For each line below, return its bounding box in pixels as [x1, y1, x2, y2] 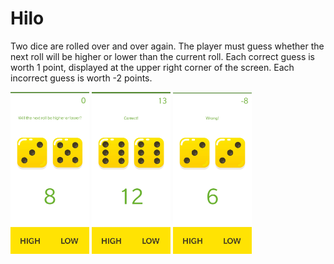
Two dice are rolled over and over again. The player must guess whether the [10, 40, 325, 52]
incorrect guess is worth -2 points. [10, 72, 153, 84]
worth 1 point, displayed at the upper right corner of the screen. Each [10, 61, 295, 73]
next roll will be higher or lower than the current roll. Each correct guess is [10, 50, 315, 62]
